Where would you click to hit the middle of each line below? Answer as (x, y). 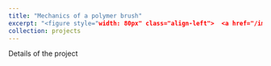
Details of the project (43, 54)
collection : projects (45, 31)
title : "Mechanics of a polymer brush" (75, 16)
